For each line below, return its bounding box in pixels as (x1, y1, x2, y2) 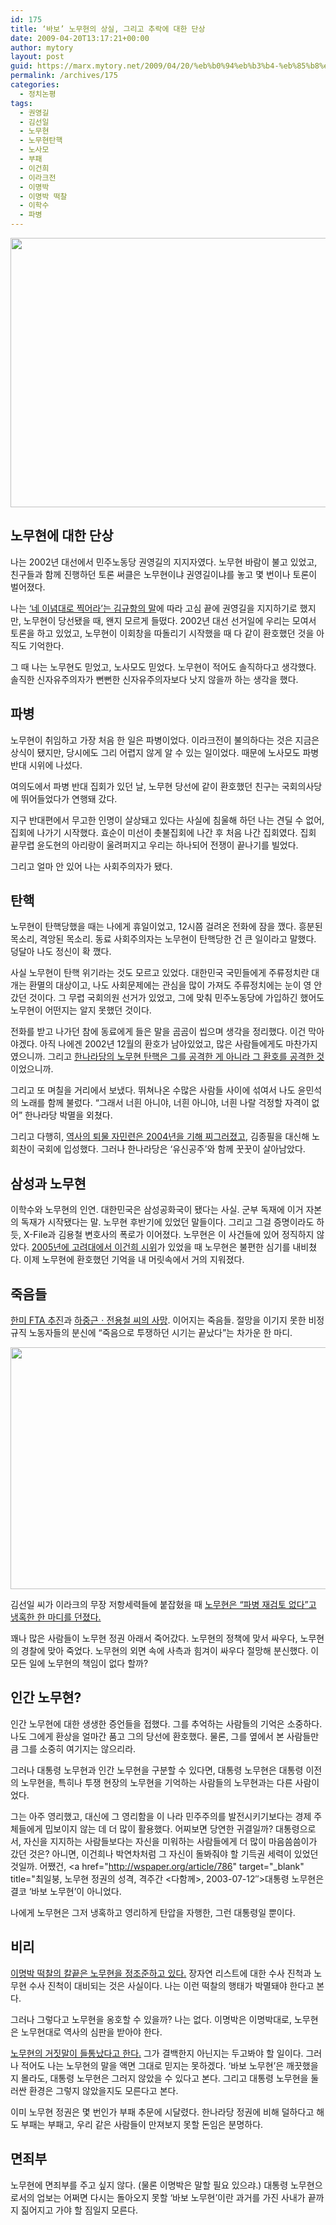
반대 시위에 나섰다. (10, 759, 83, 771)
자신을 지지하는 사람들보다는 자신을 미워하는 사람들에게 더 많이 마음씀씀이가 (23, 1835, 318, 1847)
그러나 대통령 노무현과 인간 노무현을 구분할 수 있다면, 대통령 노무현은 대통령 (10, 1764, 304, 1776)
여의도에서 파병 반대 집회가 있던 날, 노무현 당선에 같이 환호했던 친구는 (10, 780, 280, 792)
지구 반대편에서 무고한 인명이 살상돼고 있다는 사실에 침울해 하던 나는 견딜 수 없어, (10, 814, 325, 826)
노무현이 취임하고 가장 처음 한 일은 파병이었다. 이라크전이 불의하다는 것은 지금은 (10, 734, 320, 746)
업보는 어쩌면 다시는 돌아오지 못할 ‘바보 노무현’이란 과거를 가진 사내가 (36, 2191, 306, 2203)
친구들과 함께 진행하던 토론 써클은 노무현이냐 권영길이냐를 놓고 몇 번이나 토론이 (10, 568, 318, 580)
